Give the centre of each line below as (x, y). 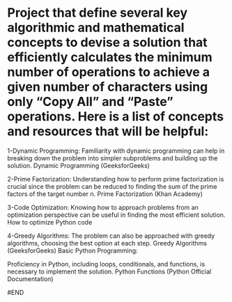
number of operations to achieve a (109, 72)
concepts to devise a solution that (107, 43)
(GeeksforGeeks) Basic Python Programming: (72, 250)
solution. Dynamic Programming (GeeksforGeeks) (78, 165)
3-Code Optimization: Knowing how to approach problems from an (103, 207)
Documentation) (30, 279)
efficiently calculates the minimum (110, 58)
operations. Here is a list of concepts (116, 117)
